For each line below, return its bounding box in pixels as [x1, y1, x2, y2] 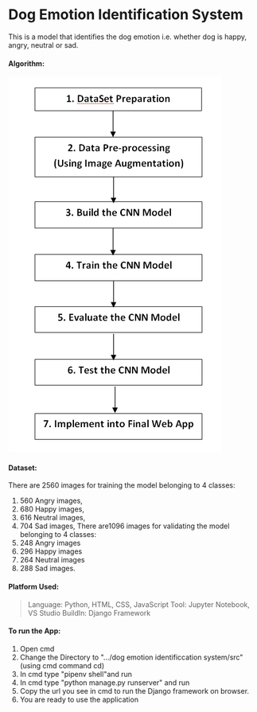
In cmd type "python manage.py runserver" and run [19, 678, 190, 687]
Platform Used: [8, 582, 60, 591]
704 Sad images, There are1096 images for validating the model [19, 521, 230, 531]
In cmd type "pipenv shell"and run [19, 669, 133, 679]
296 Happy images [19, 547, 83, 556]
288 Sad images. [19, 563, 76, 574]
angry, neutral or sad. [8, 40, 79, 49]
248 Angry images [19, 539, 81, 548]
